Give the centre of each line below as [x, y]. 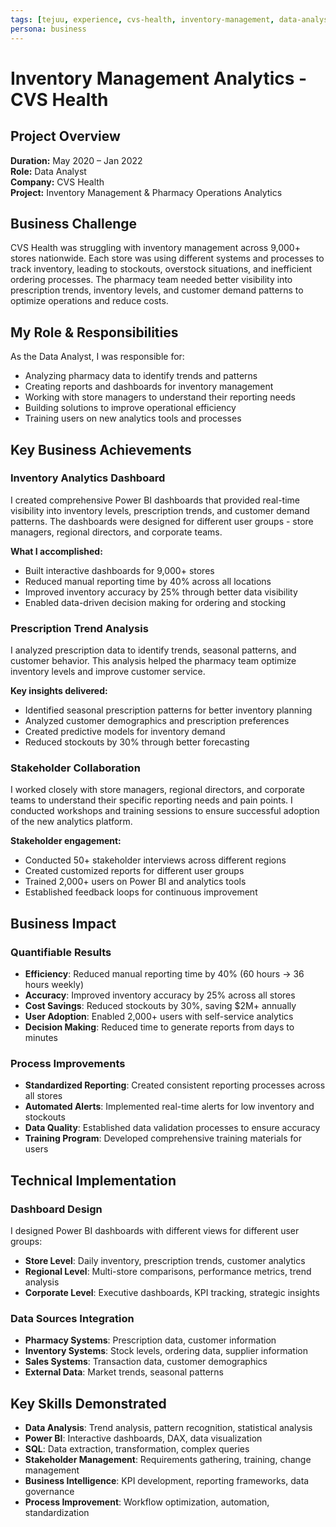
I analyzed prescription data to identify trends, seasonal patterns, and [153, 650]
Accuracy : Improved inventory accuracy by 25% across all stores [160, 995]
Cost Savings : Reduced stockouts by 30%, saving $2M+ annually [160, 1006]
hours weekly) [54, 985]
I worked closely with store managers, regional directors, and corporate [157, 790]
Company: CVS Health [57, 182]
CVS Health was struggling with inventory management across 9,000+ [155, 248]
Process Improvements [68, 1064]
